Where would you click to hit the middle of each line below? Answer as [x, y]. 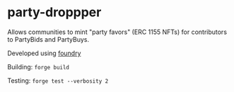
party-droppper [54, 12]
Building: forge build [38, 67]
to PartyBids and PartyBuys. [48, 39]
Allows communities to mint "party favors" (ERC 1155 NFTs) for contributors [117, 32]
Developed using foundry [44, 53]
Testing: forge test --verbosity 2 [58, 80]
